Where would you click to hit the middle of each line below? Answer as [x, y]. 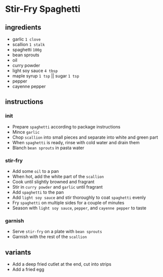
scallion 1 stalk [29, 44]
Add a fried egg [28, 270]
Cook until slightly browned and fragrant [53, 182]
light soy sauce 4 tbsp [35, 71]
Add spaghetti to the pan [38, 192]
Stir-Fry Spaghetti [43, 9]
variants [18, 252]
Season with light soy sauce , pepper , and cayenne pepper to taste [79, 208]
